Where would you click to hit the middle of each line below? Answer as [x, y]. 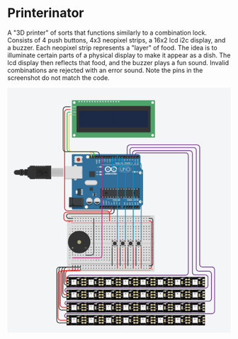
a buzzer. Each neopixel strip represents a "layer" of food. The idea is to [112, 47]
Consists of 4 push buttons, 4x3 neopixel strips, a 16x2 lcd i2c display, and [117, 40]
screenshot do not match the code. [58, 77]
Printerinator [46, 13]
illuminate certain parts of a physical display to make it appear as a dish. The [119, 55]
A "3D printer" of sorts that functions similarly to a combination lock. [107, 33]
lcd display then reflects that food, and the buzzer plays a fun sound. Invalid [118, 62]
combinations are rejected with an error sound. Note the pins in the [105, 70]
